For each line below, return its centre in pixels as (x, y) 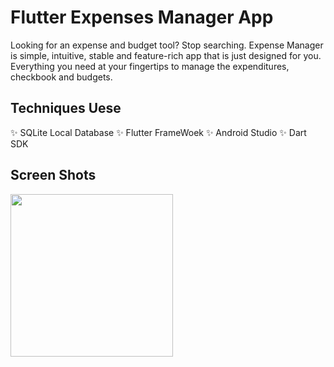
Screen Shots (53, 175)
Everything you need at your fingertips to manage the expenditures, (150, 66)
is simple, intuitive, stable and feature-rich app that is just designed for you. (166, 55)
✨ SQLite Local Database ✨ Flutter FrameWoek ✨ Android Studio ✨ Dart (158, 132)
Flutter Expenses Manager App (142, 17)
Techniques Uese (66, 108)
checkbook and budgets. (61, 77)
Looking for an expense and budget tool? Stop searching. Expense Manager (167, 45)
